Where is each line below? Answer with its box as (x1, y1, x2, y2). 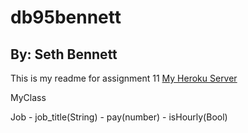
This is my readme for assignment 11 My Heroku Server (10, 72, 238, 84)
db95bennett (10, 6, 122, 29)
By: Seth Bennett (10, 46, 118, 63)
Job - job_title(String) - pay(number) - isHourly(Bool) (10, 111, 228, 123)
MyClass (10, 92, 47, 103)
